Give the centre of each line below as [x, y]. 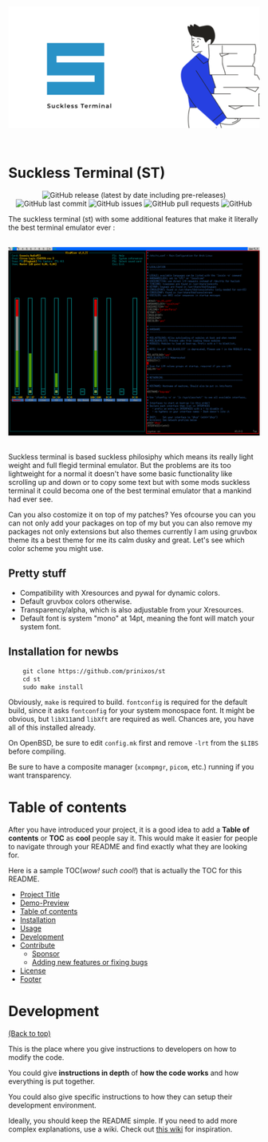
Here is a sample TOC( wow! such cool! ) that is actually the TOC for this [125, 870]
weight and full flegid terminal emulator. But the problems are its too [120, 466]
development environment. [53, 1105]
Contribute [37, 945]
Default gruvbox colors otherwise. [76, 601]
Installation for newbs [64, 652]
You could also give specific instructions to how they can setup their [120, 1097]
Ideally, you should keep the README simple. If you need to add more [123, 1120]
